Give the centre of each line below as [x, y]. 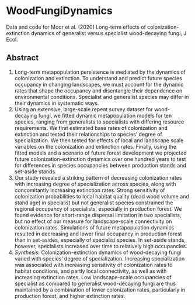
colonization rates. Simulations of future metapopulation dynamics [94, 227]
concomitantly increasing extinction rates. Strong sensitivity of [90, 190]
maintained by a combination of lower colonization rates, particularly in [100, 289]
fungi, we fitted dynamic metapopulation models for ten [105, 115]
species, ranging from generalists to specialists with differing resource [99, 122]
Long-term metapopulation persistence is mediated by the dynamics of [100, 72]
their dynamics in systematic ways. [57, 103]
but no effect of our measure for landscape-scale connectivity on [93, 221]
